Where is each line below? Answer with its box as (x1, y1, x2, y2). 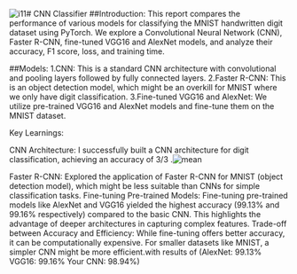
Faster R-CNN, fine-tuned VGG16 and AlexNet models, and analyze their (9, 36, 273, 47)
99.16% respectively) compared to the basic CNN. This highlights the (9, 209, 262, 219)
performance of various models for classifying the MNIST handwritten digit (9, 18, 284, 28)
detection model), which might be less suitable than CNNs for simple (9, 181, 260, 191)
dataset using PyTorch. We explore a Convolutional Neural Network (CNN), (9, 27, 283, 37)
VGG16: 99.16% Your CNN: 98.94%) (9, 256, 140, 266)
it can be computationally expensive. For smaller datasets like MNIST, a (9, 238, 270, 247)
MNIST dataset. (9, 111, 66, 121)
